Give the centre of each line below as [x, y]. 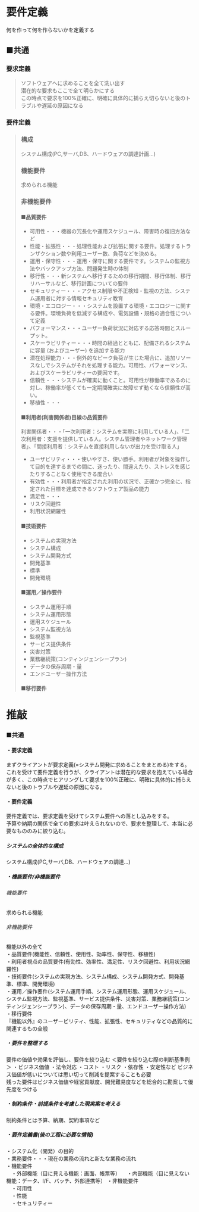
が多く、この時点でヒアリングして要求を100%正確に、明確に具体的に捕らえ [99, 779]
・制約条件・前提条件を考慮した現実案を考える [63, 1104]
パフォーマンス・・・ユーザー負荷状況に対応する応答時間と [102, 328]
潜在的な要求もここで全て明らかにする [67, 91]
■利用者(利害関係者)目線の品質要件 [64, 417]
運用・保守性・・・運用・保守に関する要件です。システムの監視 [107, 261]
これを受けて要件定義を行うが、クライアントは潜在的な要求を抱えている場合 [99, 772]
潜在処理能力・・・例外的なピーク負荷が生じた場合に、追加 [102, 358]
